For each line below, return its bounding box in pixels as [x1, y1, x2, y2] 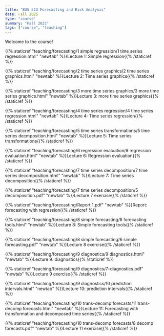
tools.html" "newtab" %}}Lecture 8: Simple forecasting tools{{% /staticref [5, 222, 154, 228]
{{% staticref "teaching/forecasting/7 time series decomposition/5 [5, 187, 138, 193]
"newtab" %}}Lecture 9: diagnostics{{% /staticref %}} [5, 256, 114, 262]
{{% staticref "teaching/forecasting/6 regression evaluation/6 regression [5, 148, 151, 154]
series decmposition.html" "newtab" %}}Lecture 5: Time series [5, 133, 132, 139]
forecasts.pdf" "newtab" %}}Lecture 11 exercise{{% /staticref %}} [5, 326, 138, 332]
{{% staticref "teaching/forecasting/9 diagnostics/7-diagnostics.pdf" [5, 266, 143, 272]
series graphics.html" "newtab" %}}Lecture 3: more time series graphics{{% [5, 93, 159, 99]
